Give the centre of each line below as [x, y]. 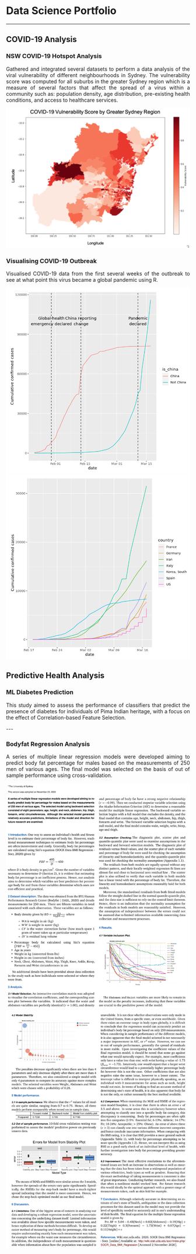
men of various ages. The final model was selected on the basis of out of [98, 769]
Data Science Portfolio [61, 11]
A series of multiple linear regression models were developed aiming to [98, 757]
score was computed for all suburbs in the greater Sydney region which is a [98, 81]
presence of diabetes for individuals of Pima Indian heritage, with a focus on [98, 711]
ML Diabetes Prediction [40, 692]
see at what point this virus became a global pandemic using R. [82, 280]
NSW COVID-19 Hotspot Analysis [54, 56]
